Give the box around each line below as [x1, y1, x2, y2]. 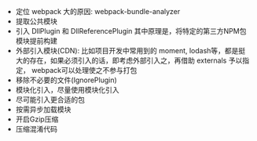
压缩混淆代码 [15, 125, 57, 133]
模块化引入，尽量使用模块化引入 [15, 85, 119, 94]
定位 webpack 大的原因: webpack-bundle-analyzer [15, 7, 181, 16]
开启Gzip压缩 [15, 114, 59, 124]
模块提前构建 [15, 36, 57, 45]
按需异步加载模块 [15, 105, 72, 114]
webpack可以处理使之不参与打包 [31, 66, 138, 74]
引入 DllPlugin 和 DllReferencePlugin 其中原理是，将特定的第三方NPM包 [15, 27, 247, 35]
